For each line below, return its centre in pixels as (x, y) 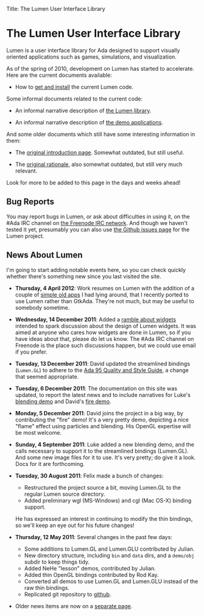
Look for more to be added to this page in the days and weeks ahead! (93, 182)
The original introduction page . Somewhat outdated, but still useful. (100, 152)
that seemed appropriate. (47, 376)
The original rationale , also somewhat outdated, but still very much (99, 164)
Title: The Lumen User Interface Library (56, 9)
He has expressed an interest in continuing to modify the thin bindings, (104, 518)
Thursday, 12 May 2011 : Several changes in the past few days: (93, 537)
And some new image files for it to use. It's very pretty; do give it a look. (105, 457)
